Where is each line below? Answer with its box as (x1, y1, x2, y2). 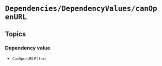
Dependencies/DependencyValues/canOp (5, 4, 158, 13)
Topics (5, 30, 26, 38)
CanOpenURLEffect (12, 56, 48, 61)
